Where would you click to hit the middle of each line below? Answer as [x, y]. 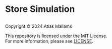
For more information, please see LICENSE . [49, 41]
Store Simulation [40, 9]
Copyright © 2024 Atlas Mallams [39, 26]
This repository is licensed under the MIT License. [56, 36]
